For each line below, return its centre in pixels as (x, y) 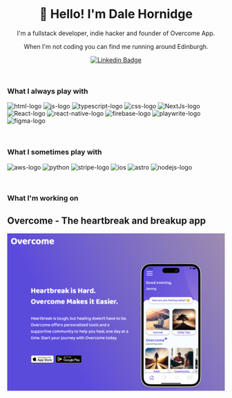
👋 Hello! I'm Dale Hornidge (116, 14)
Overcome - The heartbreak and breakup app (107, 220)
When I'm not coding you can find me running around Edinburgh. (116, 46)
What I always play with (48, 91)
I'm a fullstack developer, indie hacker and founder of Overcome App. (116, 33)
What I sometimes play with (55, 152)
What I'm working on (43, 198)
